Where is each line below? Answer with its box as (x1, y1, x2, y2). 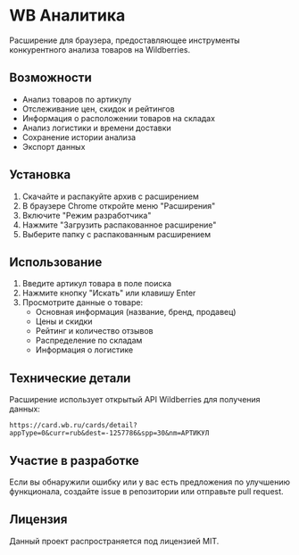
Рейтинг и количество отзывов (35, 326, 154, 336)
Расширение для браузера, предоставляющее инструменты (9, 35, 241, 46)
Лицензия (9, 512, 68, 527)
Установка (9, 167, 71, 183)
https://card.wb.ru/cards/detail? (9, 421, 138, 430)
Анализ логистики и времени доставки (21, 122, 171, 133)
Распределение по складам (35, 335, 143, 346)
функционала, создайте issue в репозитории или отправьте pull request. (9, 486, 284, 496)
